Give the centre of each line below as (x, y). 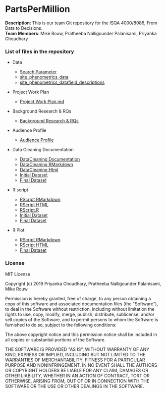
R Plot (18, 230)
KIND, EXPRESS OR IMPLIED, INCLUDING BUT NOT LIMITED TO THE (75, 354)
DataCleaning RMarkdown (46, 165)
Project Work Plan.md (42, 102)
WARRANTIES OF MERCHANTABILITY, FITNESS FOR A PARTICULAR (75, 360)
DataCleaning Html (39, 170)
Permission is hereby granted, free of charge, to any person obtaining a (78, 298)
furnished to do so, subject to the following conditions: (61, 325)
